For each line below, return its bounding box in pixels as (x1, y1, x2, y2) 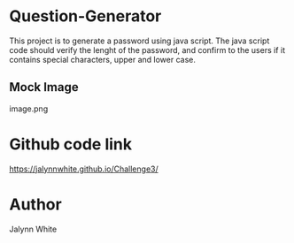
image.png (9, 103, 49, 114)
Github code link (9, 134, 133, 154)
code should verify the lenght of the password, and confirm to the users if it (9, 44, 286, 55)
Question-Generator (9, 6, 162, 27)
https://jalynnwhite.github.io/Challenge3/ (9, 163, 159, 174)
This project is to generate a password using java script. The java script (9, 35, 270, 46)
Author (9, 194, 62, 214)
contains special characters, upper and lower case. (9, 54, 197, 65)
